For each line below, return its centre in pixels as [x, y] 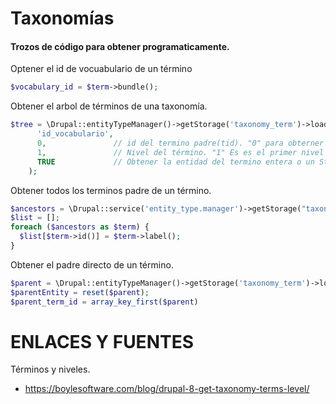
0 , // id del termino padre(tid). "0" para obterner [180, 143]
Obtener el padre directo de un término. [92, 264]
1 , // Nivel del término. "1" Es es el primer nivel [180, 152]
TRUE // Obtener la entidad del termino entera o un [175, 162]
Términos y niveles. [50, 369]
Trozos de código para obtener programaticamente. [120, 46]
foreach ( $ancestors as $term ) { [80, 227]
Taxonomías [62, 18]
